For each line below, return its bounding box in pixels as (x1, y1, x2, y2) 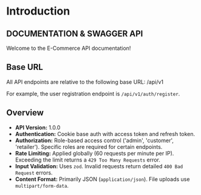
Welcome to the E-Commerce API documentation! (6, 44, 131, 52)
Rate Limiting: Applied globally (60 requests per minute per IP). (15, 149, 174, 157)
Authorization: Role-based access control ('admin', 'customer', (15, 137, 174, 144)
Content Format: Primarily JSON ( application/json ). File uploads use (15, 175, 190, 183)
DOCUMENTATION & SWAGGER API (6, 29, 143, 39)
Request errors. (15, 169, 53, 176)
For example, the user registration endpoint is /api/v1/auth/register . (6, 90, 180, 97)
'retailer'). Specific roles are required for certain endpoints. (15, 143, 163, 150)
